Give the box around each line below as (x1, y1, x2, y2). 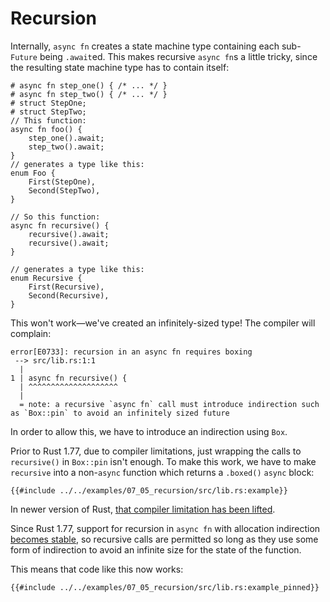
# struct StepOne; (10, 98, 87, 108)
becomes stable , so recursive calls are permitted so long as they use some (10, 533, 319, 545)
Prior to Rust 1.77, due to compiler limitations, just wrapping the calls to (10, 445, 302, 457)
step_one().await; (28, 133, 105, 143)
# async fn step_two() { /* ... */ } (10, 89, 168, 99)
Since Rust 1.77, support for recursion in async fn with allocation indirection (10, 522, 321, 534)
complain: (10, 327, 52, 339)
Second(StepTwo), (28, 185, 101, 196)
